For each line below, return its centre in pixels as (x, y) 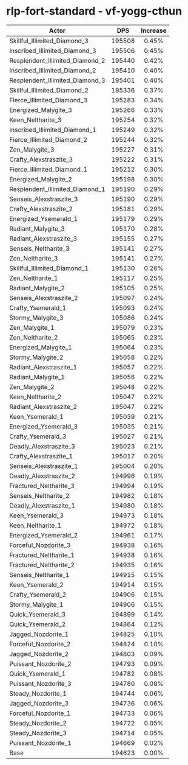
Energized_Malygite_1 (41, 347)
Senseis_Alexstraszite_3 (44, 199)
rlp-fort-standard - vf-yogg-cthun (94, 11)
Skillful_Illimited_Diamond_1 (49, 268)
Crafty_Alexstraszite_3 (41, 159)
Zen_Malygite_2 (32, 386)
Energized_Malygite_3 (41, 110)
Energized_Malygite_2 (41, 179)
